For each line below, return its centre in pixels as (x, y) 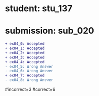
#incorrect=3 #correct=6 (30, 89)
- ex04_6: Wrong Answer (29, 71)
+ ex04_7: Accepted (25, 76)
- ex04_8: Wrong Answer (29, 80)
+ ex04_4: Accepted (25, 62)
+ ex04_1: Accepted (25, 48)
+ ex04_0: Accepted (25, 44)
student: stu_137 (39, 9)
